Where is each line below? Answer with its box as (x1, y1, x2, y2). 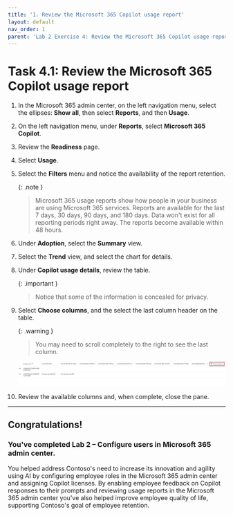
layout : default (8, 18, 55, 26)
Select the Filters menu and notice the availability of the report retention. (17, 169, 225, 178)
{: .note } (17, 183, 44, 192)
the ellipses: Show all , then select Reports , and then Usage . (17, 109, 189, 117)
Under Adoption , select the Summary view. (17, 239, 143, 248)
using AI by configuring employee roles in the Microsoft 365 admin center (8, 471, 218, 480)
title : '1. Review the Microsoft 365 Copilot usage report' (8, 11, 185, 18)
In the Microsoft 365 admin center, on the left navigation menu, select (17, 101, 216, 110)
